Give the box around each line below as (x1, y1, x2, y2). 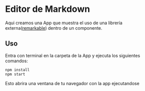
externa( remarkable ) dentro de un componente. (5, 25, 102, 31)
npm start (5, 72, 26, 77)
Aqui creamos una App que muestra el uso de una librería (5, 20, 123, 26)
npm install (5, 67, 30, 72)
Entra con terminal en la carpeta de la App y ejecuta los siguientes (5, 52, 140, 58)
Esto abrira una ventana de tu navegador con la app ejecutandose (5, 80, 140, 86)
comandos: (5, 58, 28, 64)
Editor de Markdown (5, 3, 90, 15)
